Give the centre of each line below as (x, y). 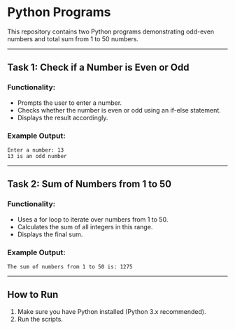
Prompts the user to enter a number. (70, 103)
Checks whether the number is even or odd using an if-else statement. (119, 110)
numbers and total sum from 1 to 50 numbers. (73, 38)
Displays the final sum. (50, 234)
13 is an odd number (37, 156)
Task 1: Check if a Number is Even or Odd (98, 67)
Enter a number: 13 (36, 150)
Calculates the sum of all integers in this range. (85, 227)
